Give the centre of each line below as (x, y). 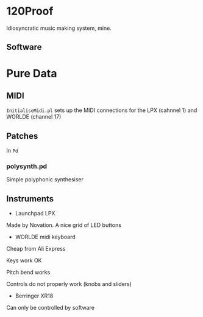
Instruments (30, 199)
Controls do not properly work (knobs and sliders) (69, 284)
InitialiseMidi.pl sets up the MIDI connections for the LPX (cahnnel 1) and (102, 110)
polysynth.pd (27, 167)
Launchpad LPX (35, 214)
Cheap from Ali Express (36, 249)
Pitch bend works (28, 273)
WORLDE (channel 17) (34, 117)
